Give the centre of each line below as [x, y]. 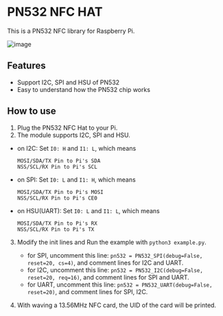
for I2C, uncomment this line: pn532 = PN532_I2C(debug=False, [115, 270]
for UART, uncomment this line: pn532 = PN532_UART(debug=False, [120, 284]
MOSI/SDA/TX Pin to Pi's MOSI [60, 192]
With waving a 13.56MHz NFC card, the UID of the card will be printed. [117, 305]
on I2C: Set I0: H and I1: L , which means [77, 148]
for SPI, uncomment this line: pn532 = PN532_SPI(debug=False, [115, 255]
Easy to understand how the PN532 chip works [84, 89]
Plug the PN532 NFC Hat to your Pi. [67, 127]
